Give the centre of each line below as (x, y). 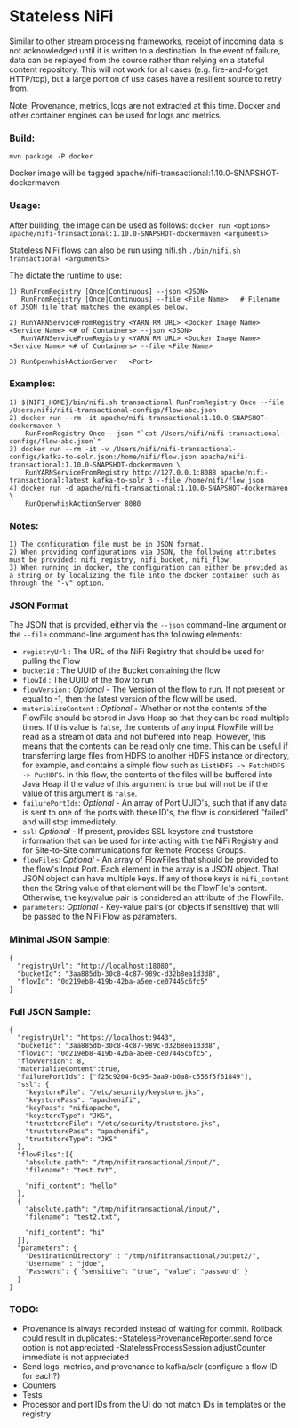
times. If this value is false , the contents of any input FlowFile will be (148, 727)
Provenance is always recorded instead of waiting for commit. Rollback (152, 1329)
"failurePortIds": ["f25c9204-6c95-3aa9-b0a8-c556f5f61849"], (135, 1077)
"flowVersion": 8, (52, 1061)
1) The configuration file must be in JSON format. (107, 545)
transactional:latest (49, 480)
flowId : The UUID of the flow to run (88, 680)
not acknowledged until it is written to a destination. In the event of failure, (145, 50)
